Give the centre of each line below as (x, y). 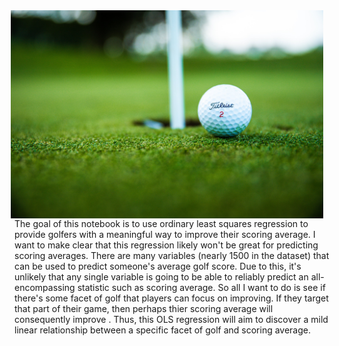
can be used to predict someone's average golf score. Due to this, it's (158, 266)
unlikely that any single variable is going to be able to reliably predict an (161, 277)
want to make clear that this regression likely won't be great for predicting (166, 245)
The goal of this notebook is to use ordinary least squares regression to (161, 223)
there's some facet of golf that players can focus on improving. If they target (171, 298)
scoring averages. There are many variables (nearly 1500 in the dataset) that (172, 255)
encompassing (45, 287)
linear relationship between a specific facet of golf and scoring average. (163, 330)
